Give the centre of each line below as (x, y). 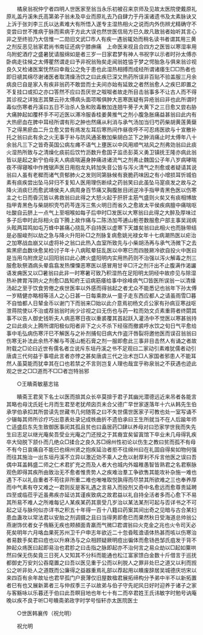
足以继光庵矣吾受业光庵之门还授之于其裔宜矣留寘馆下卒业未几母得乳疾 (109, 434)
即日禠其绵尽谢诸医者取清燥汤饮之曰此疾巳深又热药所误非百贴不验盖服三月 (99, 77)
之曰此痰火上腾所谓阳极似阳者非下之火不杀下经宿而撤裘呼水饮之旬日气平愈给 (101, 326)
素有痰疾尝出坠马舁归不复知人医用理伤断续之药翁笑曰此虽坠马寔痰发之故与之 (101, 182)
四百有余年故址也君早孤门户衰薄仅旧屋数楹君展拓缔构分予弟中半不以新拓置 (104, 578)
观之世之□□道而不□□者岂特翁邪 (48, 371)
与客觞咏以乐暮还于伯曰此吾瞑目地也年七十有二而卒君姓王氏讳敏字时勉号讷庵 (101, 593)
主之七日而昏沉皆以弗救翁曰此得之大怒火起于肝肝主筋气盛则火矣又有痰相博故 (101, 197)
